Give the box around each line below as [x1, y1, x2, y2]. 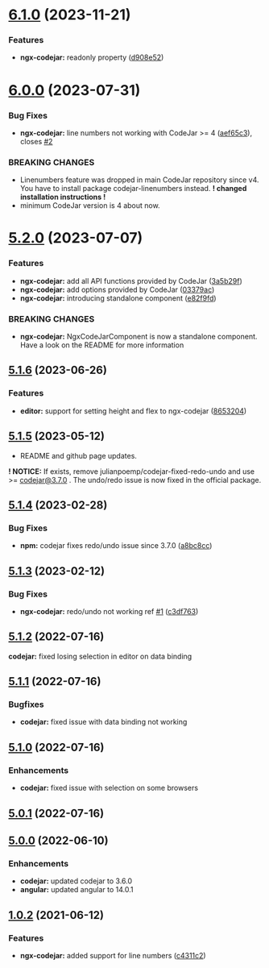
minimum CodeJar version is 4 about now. [19, 201, 160, 210]
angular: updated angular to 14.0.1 [19, 885, 134, 895]
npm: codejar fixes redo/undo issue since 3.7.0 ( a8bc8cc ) [19, 541, 213, 550]
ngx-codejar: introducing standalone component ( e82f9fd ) [19, 293, 217, 303]
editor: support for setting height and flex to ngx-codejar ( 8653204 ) [19, 405, 247, 416]
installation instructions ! [19, 192, 106, 202]
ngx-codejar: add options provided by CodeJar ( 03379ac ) [19, 285, 215, 294]
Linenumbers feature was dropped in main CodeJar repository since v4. [19, 175, 259, 185]
